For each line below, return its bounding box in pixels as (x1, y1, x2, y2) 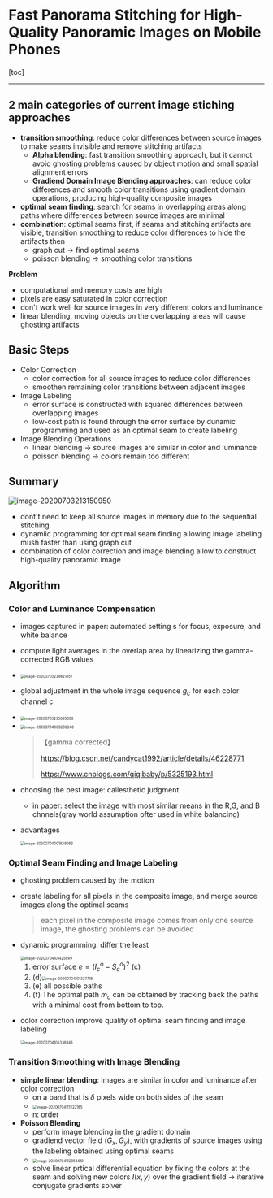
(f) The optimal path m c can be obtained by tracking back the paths (32, 989, 258, 1001)
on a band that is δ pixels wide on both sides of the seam (32, 1092, 223, 1102)
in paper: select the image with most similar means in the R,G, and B (32, 801, 260, 810)
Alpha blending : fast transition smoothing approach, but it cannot (32, 150, 253, 159)
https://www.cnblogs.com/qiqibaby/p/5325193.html (40, 769, 214, 779)
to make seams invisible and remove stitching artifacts (19, 141, 203, 151)
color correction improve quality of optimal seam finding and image (19, 1016, 246, 1026)
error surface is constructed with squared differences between (32, 399, 244, 409)
